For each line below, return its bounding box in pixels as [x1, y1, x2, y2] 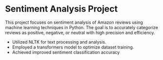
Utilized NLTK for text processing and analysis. [12, 39, 106, 45]
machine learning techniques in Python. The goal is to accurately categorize [5, 24, 159, 30]
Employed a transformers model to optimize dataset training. [12, 44, 134, 50]
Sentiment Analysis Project [5, 3, 118, 15]
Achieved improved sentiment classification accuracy [12, 49, 120, 55]
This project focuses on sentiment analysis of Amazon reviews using [5, 19, 143, 25]
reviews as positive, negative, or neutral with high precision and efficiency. [5, 30, 155, 35]
